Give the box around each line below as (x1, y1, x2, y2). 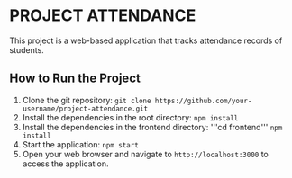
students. (9, 44, 45, 55)
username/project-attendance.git (22, 104, 149, 113)
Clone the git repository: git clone (22, 94, 151, 105)
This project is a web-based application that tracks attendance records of (9, 35, 283, 46)
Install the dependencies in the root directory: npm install (22, 111, 239, 122)
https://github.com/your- (154, 96, 252, 105)
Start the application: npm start (22, 138, 140, 149)
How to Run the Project (9, 71, 141, 86)
